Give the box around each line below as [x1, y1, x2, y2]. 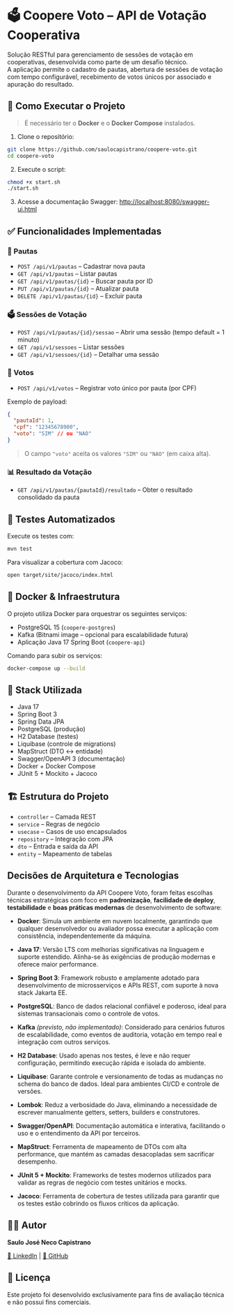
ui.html [17, 205, 38, 214]
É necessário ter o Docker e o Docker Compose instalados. [24, 119, 196, 127]
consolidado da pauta [17, 493, 80, 501]
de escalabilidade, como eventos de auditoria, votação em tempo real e [17, 1030, 223, 1039]
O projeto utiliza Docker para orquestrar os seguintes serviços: [7, 609, 188, 617]
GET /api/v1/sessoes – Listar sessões [17, 343, 125, 351]
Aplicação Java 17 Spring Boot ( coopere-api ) [17, 638, 145, 646]
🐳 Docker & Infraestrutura [7, 591, 120, 603]
